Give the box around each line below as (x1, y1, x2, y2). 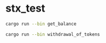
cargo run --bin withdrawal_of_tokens (5, 31, 100, 37)
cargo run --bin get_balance (5, 21, 77, 27)
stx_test (5, 2, 46, 15)
